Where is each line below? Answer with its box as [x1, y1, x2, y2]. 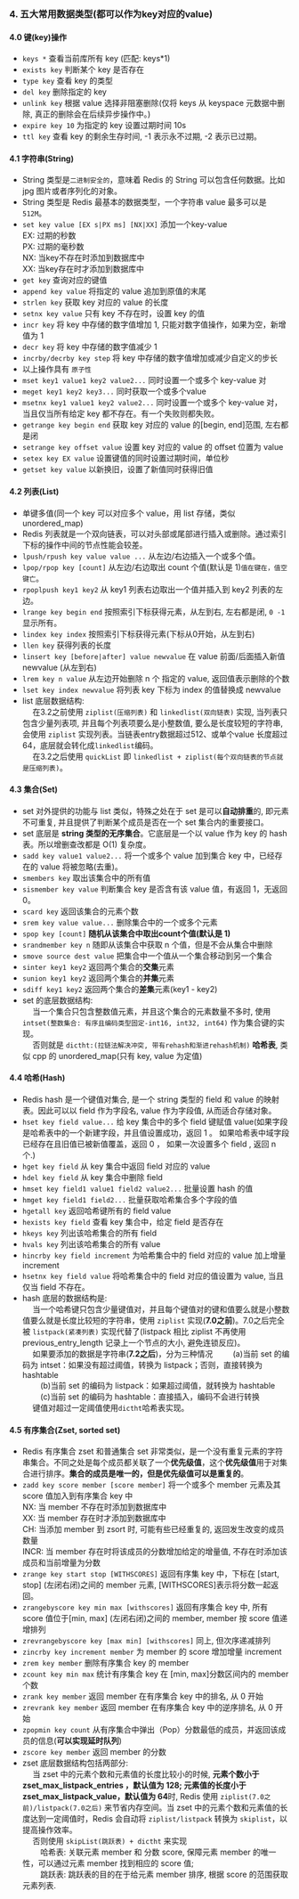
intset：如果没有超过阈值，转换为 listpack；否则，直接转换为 [39, 1359, 263, 1370]
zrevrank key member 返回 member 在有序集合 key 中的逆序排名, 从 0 [21, 1702, 274, 1713]
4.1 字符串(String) [9, 153, 74, 164]
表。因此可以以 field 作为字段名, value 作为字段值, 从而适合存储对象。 [21, 1104, 277, 1115]
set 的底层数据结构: [21, 995, 93, 1006]
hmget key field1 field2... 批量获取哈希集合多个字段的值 [21, 1194, 238, 1204]
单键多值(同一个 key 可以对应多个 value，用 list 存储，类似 [21, 508, 236, 518]
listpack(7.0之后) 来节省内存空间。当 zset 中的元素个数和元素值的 [36, 1802, 280, 1813]
